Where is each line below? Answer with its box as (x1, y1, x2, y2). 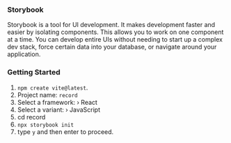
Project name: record (17, 90, 78, 99)
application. (7, 50, 41, 58)
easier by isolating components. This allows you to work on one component (7, 28, 224, 36)
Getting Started (7, 67, 61, 77)
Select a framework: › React (17, 98, 97, 106)
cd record (17, 112, 46, 121)
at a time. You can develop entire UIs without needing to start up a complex (7, 35, 223, 44)
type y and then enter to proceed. (17, 127, 114, 136)
